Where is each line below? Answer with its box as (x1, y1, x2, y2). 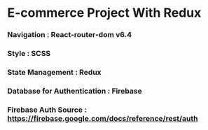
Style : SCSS (7, 49, 51, 59)
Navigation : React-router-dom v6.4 (7, 30, 132, 40)
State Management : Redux (7, 67, 102, 77)
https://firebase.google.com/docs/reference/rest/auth (7, 113, 198, 123)
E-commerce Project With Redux (7, 5, 202, 21)
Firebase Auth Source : (7, 105, 88, 115)
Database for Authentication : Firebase (7, 86, 142, 96)
